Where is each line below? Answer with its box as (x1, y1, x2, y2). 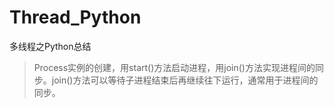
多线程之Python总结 (9, 40, 92, 52)
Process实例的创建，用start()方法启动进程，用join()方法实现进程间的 (33, 61, 316, 73)
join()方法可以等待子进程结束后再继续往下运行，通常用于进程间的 (51, 74, 319, 86)
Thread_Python (9, 6, 142, 29)
